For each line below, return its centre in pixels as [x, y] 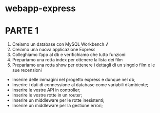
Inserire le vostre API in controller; [46, 90]
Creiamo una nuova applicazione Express [54, 50]
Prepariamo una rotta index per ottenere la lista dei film [67, 60]
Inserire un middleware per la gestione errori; [58, 106]
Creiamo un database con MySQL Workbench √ [60, 44]
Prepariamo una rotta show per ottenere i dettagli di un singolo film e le [83, 65]
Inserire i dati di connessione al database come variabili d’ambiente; [80, 85]
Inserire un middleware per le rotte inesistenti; [58, 100]
